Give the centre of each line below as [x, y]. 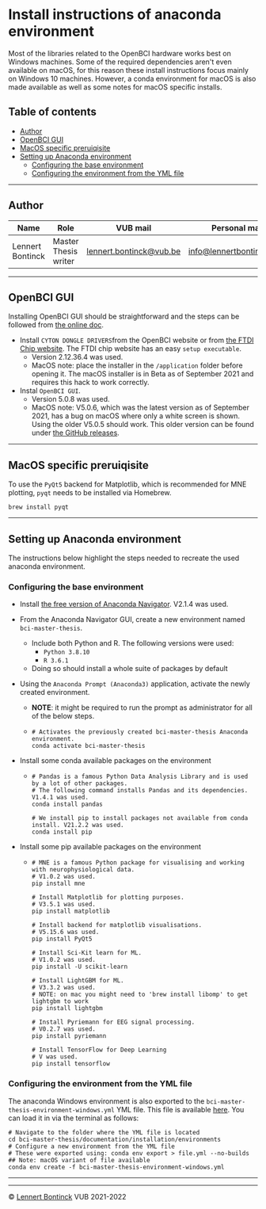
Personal [228, 227]
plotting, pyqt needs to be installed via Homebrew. [90, 493]
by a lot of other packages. [80, 784]
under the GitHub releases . [76, 433]
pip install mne [58, 884]
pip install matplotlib [71, 912]
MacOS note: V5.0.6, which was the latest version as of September [140, 408]
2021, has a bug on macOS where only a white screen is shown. [135, 416]
